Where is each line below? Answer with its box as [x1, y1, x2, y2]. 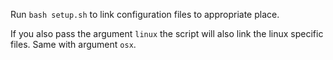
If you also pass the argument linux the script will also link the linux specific [10, 28, 324, 39]
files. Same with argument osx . [10, 39, 137, 50]
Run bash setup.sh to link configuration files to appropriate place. [10, 9, 280, 20]
